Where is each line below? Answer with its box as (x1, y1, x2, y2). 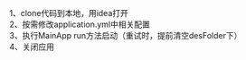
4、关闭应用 (9, 41, 55, 52)
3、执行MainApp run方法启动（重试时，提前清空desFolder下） (9, 30, 242, 40)
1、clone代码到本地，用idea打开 (9, 8, 129, 18)
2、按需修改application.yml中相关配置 (9, 19, 151, 30)
